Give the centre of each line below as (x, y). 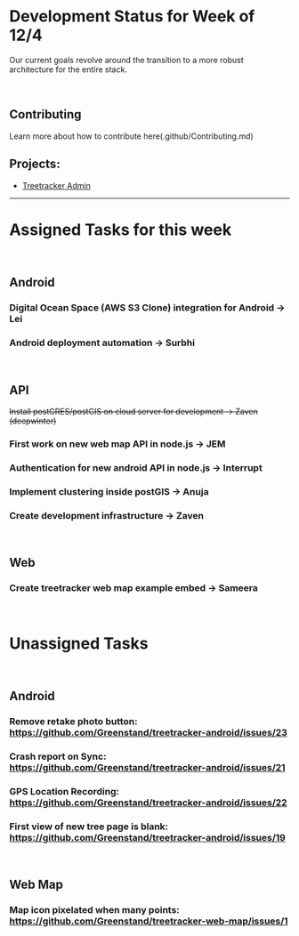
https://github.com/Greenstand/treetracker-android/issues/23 (148, 732)
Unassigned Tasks (79, 643)
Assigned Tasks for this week (121, 230)
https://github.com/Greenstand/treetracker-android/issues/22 (148, 803)
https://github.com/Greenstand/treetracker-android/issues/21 (148, 767)
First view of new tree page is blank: (89, 827)
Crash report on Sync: (58, 756)
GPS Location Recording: (65, 791)
